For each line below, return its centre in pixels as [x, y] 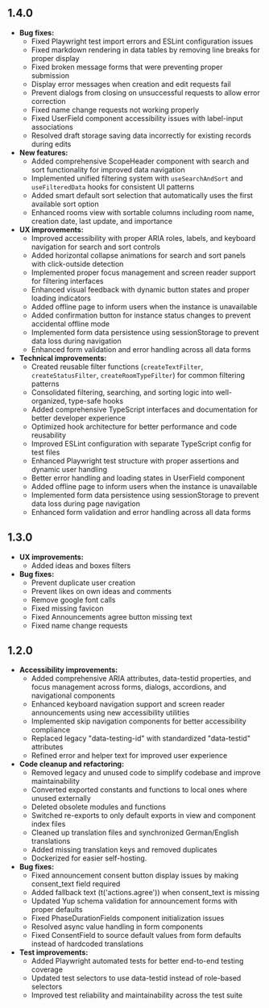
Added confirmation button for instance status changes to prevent [141, 315]
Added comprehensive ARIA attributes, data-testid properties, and [141, 678]
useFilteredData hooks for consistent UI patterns [113, 187]
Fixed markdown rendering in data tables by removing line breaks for [145, 50]
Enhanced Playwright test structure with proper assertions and [135, 460]
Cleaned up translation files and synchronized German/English [135, 832]
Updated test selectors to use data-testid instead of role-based [136, 978]
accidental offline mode [70, 324]
